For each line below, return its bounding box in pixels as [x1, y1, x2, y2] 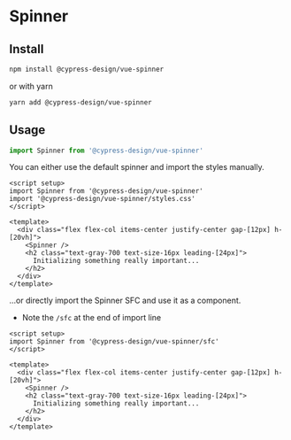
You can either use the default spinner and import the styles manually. [9, 162, 264, 173]
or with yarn [9, 81, 53, 91]
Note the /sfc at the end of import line [21, 313, 162, 323]
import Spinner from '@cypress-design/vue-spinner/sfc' [9, 337, 219, 346]
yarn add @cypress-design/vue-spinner [9, 97, 152, 107]
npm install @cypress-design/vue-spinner [9, 65, 165, 73]
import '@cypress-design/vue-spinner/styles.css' [9, 195, 196, 204]
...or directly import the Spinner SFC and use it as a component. [9, 295, 241, 306]
